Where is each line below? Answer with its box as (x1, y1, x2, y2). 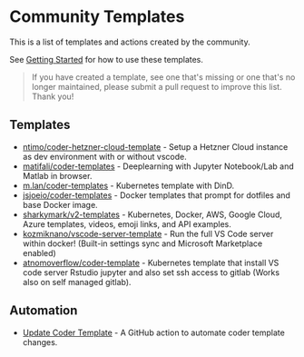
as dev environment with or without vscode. (22, 151, 188, 162)
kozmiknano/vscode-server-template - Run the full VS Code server (22, 228, 274, 239)
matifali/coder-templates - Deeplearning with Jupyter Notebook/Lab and (22, 161, 295, 172)
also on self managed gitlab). (22, 276, 132, 287)
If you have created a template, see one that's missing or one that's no (31, 71, 296, 83)
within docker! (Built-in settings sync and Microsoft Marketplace (22, 238, 263, 249)
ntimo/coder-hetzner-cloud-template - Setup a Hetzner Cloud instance (22, 141, 289, 152)
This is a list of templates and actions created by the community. (9, 36, 251, 47)
